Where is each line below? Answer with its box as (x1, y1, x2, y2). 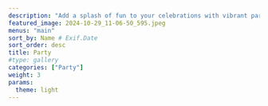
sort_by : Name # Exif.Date (8, 33, 98, 42)
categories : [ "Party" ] (8, 64, 84, 72)
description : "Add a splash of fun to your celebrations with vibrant (8, 11, 248, 20)
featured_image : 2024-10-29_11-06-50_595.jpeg (8, 19, 166, 27)
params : (8, 78, 34, 86)
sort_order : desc (8, 41, 66, 49)
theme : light (15, 85, 59, 94)
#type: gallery (8, 57, 59, 65)
